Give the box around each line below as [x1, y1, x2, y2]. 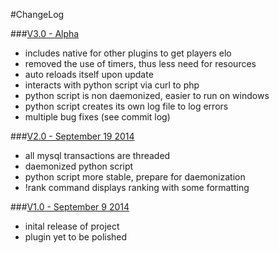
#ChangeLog [10, 9, 65, 20]
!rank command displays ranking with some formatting [24, 182, 250, 193]
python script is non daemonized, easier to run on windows [24, 90, 270, 101]
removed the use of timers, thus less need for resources [24, 58, 257, 69]
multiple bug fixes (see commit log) [24, 111, 171, 123]
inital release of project [24, 220, 120, 232]
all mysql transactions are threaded [24, 150, 171, 161]
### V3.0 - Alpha [10, 28, 80, 39]
